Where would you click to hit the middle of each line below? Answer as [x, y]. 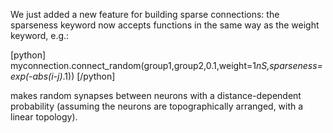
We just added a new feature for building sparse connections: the [145, 14]
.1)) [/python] [89, 76]
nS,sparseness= [289, 65]
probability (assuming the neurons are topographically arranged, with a [157, 106]
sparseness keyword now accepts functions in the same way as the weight [165, 25]
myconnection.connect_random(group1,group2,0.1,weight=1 [133, 65]
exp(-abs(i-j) [36, 76]
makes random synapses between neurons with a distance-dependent [156, 95]
